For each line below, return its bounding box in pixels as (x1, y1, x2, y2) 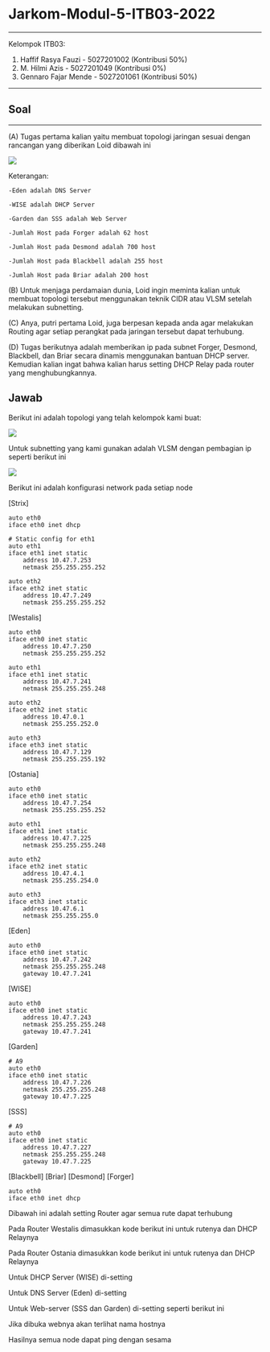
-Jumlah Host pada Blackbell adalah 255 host (8, 257, 163, 265)
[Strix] (8, 498, 30, 508)
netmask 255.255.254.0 (22, 876, 99, 885)
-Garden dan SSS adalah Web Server (8, 214, 128, 222)
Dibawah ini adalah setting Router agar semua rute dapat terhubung (8, 1208, 233, 1217)
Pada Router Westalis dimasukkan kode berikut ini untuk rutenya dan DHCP (8, 1224, 258, 1234)
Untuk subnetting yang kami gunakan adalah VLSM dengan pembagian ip (8, 443, 252, 453)
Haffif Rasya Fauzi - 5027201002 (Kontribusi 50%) (19, 54, 188, 64)
